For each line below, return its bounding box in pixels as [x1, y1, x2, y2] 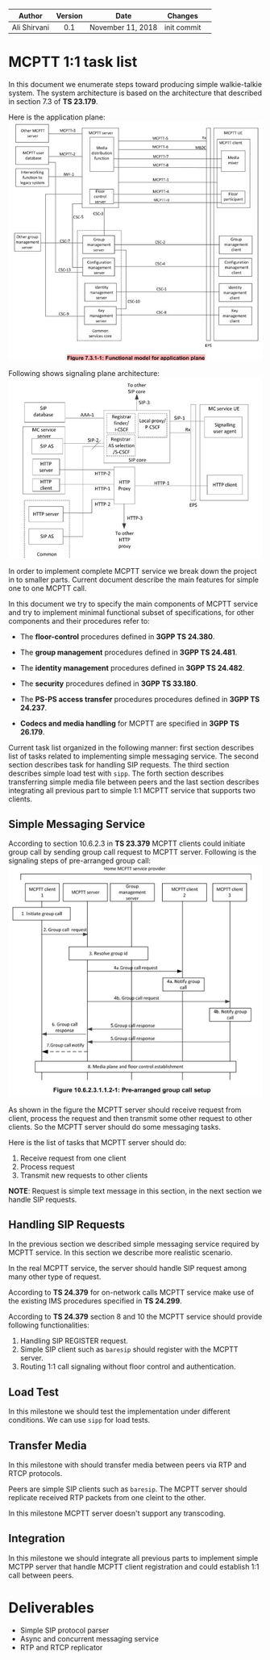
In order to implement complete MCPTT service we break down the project [8, 566, 257, 575]
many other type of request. [8, 1272, 102, 1282]
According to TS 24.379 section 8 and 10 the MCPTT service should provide [8, 1312, 263, 1322]
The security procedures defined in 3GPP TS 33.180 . [19, 679, 198, 688]
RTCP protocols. [8, 1469, 63, 1478]
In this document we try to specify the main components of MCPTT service [8, 599, 259, 608]
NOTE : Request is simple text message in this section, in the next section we [8, 1185, 262, 1195]
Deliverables [8, 1599, 94, 1617]
